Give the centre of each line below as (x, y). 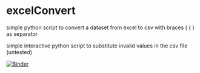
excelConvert (41, 11)
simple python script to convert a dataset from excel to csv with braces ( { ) (101, 27)
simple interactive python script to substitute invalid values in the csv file (97, 46)
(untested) (19, 52)
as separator (22, 33)
